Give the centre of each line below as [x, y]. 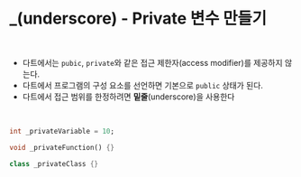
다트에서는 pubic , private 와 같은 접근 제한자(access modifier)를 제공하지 [152, 62]
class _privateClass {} [54, 163]
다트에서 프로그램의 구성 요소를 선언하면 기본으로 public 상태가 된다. [143, 85]
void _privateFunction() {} [62, 147]
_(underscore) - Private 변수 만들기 [138, 19]
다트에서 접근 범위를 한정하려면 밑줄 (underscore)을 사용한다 [128, 97]
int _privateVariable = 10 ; [62, 131]
